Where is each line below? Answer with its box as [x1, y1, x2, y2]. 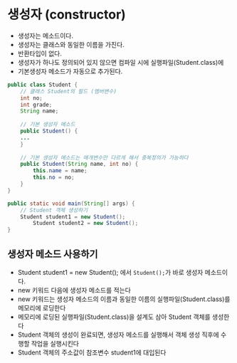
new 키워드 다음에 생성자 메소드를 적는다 [17, 286, 132, 294]
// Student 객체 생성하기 [20, 206, 88, 214]
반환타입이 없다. [17, 49, 62, 58]
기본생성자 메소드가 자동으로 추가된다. [17, 67, 123, 75]
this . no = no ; [33, 174, 75, 181]
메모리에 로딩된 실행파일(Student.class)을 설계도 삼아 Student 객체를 [17, 312, 211, 321]
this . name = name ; [33, 167, 88, 174]
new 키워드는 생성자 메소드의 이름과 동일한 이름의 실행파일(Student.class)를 [17, 295, 231, 303]
